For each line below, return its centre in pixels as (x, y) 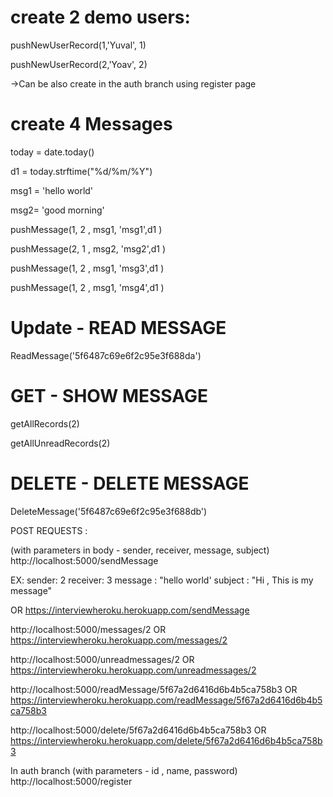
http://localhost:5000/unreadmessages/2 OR (102, 659)
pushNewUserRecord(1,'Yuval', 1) (78, 45)
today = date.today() (52, 152)
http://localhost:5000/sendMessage (84, 560)
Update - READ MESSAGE (118, 328)
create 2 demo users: (100, 17)
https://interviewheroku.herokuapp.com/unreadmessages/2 (133, 670)
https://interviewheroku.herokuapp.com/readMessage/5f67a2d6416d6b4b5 (166, 700)
